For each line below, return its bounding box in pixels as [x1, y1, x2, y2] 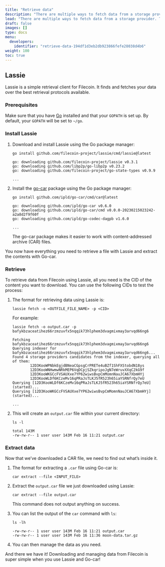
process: [5, 287, 23, 293]
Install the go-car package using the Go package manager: [12, 185, 132, 191]
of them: [12, 359, 30, 364]
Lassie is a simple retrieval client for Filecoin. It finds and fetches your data [5, 84, 156, 90]
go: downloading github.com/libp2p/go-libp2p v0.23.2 [12, 164, 125, 169]
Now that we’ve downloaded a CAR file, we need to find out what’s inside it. [5, 455, 158, 461]
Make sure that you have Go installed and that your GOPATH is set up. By [5, 113, 149, 118]
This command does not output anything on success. [12, 501, 120, 507]
